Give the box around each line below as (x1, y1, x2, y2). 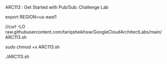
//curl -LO (5, 23, 25, 29)
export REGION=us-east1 (5, 14, 57, 19)
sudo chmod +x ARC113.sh (5, 44, 60, 49)
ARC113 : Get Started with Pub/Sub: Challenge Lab (5, 4, 109, 10)
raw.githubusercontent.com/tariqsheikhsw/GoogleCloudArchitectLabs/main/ (5, 29, 162, 34)
